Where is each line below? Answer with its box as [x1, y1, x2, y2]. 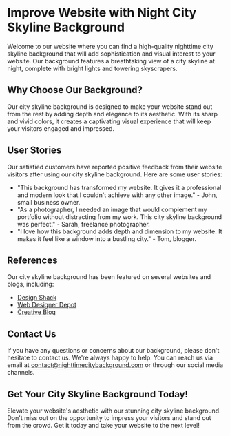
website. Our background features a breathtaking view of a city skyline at [7, 56, 216, 65]
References [7, 254, 58, 266]
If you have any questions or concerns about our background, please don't [7, 346, 220, 355]
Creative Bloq [17, 308, 56, 316]
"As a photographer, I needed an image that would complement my [17, 205, 207, 214]
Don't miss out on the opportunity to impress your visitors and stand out [7, 414, 211, 422]
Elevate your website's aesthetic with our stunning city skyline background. [7, 406, 222, 415]
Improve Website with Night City [7, 5, 197, 21]
